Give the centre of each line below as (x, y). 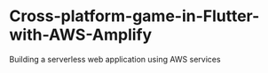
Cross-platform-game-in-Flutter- (134, 16)
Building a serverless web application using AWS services (115, 59)
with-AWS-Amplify (81, 35)
